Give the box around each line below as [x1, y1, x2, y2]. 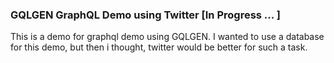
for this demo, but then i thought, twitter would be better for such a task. [10, 41, 308, 53]
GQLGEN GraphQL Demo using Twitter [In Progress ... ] [10, 8, 281, 22]
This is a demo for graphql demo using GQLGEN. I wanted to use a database [10, 31, 325, 43]
